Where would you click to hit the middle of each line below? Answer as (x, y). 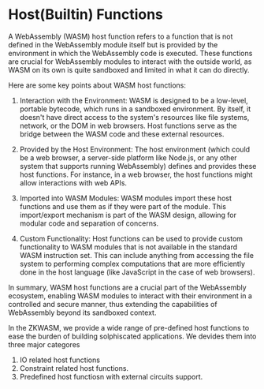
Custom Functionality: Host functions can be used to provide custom (131, 238)
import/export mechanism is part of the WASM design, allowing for (128, 215)
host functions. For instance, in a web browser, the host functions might (136, 174)
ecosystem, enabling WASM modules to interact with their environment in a (130, 295)
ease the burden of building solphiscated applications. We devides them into (132, 336)
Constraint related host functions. (74, 368)
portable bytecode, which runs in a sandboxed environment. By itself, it (135, 109)
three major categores (44, 344)
